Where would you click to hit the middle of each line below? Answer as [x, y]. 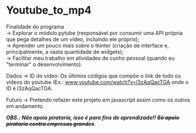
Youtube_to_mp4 [49, 10]
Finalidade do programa [35, 27]
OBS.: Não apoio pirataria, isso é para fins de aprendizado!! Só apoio [93, 117]
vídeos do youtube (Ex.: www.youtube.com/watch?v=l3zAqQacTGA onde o [97, 82]
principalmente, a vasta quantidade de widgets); [65, 51]
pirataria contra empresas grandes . [51, 124]
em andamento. [25, 106]
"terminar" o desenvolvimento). [44, 64]
